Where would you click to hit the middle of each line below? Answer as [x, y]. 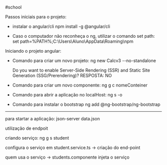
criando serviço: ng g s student [37, 138]
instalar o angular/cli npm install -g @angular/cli [61, 26]
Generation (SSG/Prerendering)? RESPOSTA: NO [62, 76]
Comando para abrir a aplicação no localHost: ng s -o [67, 95]
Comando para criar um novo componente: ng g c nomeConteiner [80, 85]
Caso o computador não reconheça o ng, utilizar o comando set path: [83, 36]
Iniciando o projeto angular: [33, 51]
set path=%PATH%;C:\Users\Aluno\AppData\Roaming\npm [73, 41]
